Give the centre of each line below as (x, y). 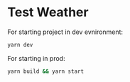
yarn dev (20, 45)
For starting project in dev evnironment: (65, 32)
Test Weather (48, 12)
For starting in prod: (36, 58)
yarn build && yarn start (45, 71)
